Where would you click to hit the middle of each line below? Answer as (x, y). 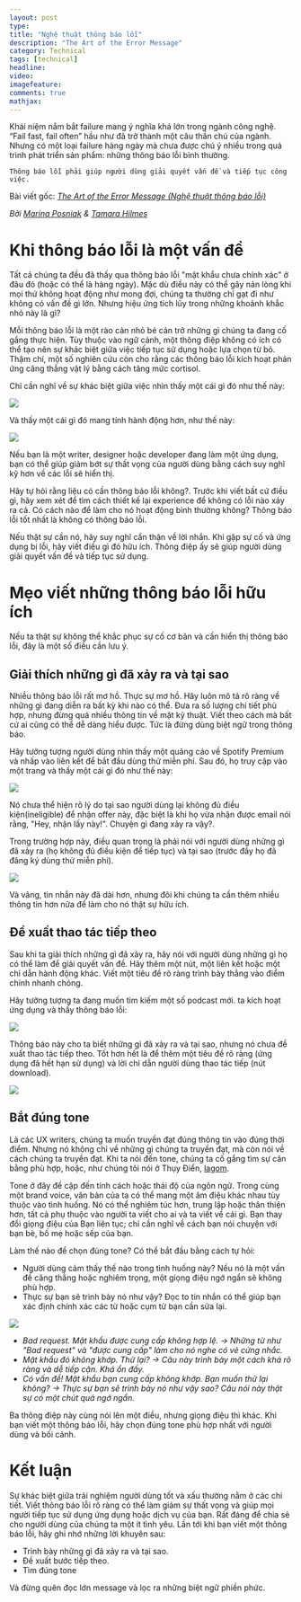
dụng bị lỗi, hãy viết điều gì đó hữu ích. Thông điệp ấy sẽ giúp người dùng (146, 547)
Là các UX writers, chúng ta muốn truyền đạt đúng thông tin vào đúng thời (147, 1139)
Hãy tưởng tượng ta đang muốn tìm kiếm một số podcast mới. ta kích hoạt (145, 1000)
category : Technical (48, 51)
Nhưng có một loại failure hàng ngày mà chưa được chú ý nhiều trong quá (146, 146)
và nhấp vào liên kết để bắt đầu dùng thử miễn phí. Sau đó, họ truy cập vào (148, 761)
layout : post (34, 18)
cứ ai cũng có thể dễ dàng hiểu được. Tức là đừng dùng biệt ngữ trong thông (151, 725)
